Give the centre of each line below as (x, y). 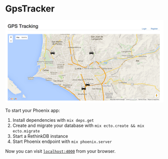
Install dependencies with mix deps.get (53, 120)
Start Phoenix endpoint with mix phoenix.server (62, 141)
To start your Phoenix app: (33, 110)
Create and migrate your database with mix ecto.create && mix (78, 125)
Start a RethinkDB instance (40, 136)
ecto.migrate (26, 131)
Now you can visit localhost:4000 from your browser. (60, 151)
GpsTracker (30, 9)
